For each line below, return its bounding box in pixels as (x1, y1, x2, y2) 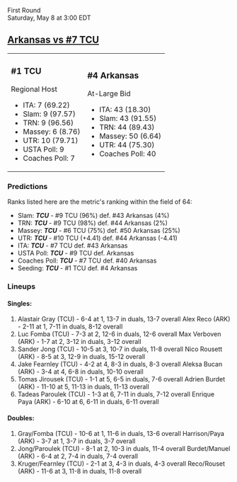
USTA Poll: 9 (23, 144, 65, 154)
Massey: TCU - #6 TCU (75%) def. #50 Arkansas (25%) (17, 226, 180, 235)
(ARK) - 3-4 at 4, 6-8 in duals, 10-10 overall (17, 367, 144, 376)
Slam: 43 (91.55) (98, 113, 157, 123)
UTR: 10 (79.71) (23, 135, 79, 145)
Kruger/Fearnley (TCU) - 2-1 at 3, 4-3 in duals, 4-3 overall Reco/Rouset (17, 459, 225, 468)
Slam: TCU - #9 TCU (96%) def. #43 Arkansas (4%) (17, 212, 170, 220)
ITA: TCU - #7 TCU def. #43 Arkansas (17, 241, 128, 250)
